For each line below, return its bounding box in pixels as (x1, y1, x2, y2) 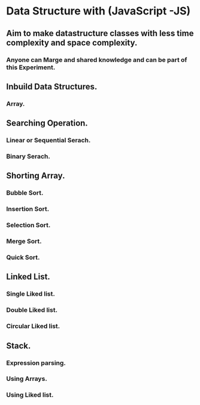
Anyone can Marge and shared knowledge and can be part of (6, 55, 187, 64)
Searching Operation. (6, 118, 88, 129)
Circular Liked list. (6, 322, 60, 330)
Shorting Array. (6, 171, 65, 181)
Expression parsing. (6, 359, 66, 367)
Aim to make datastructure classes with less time (6, 28, 194, 38)
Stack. (6, 341, 31, 351)
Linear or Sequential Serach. (6, 136, 91, 145)
